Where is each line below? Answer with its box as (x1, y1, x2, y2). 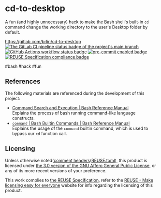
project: (5, 95, 21, 101)
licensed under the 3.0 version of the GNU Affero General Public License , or (5, 163, 156, 168)
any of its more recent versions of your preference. (5, 168, 107, 173)
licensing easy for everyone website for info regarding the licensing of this (5, 182, 153, 188)
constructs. (12, 115, 35, 121)
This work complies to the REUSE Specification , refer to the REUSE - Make (5, 177, 154, 183)
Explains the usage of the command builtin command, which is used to (12, 125, 148, 131)
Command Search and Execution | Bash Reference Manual (12, 105, 129, 110)
